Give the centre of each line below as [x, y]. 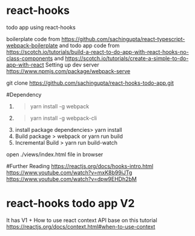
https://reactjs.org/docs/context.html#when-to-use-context [81, 226]
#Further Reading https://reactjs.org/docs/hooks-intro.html [80, 166]
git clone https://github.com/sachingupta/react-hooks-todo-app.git [90, 83]
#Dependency [24, 94]
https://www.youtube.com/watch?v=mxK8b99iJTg [69, 172]
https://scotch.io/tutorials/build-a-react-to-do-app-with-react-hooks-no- [97, 51]
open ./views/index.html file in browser [55, 154]
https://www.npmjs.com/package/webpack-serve [68, 71]
